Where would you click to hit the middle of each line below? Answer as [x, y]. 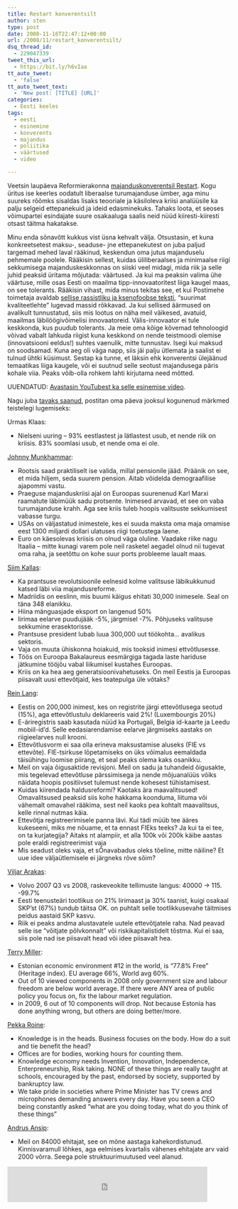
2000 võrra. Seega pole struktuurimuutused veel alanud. [100, 1156]
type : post [23, 27]
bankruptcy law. [41, 1083]
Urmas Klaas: [27, 422]
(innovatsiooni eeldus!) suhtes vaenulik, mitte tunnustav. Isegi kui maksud [115, 342]
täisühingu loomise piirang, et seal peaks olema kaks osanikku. [110, 759]
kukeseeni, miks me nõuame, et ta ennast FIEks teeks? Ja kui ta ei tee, [120, 828]
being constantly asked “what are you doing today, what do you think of [123, 1106]
